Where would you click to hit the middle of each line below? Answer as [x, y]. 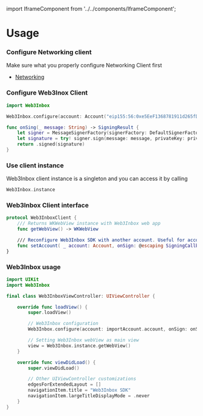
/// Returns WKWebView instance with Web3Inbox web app [89, 224]
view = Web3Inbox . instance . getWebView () [79, 346]
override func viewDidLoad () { [56, 362]
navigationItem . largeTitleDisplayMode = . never [89, 396]
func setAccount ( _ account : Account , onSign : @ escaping [90, 246]
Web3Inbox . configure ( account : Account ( [56, 116]
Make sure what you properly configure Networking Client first [84, 65]
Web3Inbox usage [34, 267]
